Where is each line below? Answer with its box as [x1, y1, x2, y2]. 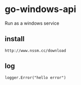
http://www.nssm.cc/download [5, 48, 66, 53]
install [5, 35, 25, 43]
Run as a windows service [5, 20, 59, 26]
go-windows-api [5, 4, 76, 15]
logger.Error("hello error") [5, 75, 66, 80]
